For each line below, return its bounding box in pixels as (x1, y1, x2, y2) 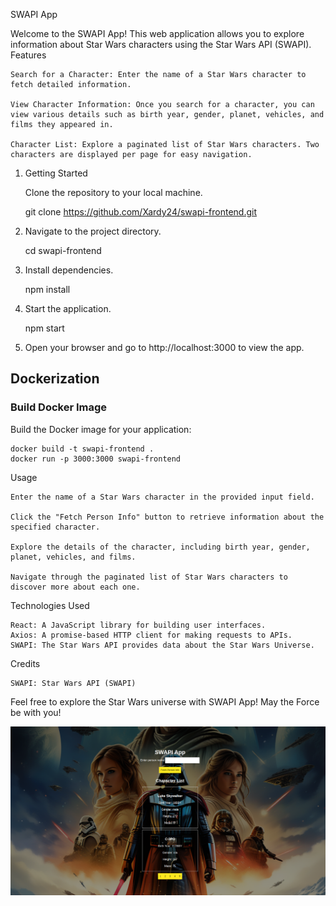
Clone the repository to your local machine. (24, 187, 203, 198)
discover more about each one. (10, 582, 141, 592)
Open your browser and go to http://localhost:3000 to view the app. (24, 342, 305, 353)
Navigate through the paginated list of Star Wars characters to (10, 572, 288, 582)
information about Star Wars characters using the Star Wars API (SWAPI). (10, 39, 312, 50)
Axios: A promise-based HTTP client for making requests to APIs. (10, 630, 293, 640)
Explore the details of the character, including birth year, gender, (10, 542, 311, 552)
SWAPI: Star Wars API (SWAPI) (10, 678, 137, 688)
